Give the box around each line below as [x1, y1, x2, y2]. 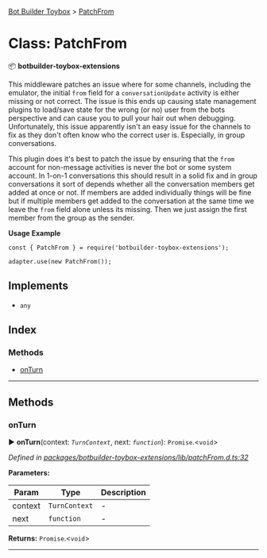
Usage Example [8, 228, 61, 237]
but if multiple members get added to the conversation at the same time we [8, 196, 254, 206]
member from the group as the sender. [8, 213, 135, 222]
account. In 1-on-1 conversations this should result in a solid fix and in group [8, 171, 258, 180]
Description [100, 487, 146, 498]
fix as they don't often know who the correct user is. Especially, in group [8, 130, 245, 140]
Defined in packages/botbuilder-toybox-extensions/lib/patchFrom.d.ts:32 [8, 452, 249, 463]
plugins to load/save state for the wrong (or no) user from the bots [8, 105, 225, 114]
